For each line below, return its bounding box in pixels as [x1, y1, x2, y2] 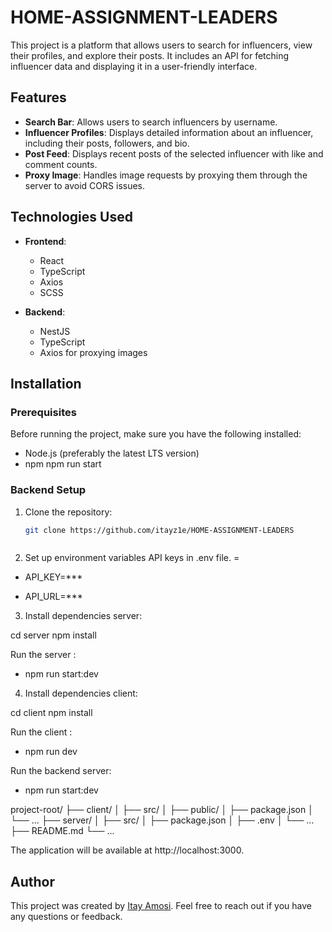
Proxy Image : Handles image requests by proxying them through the [24, 169, 308, 181]
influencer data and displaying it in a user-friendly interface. [10, 60, 258, 72]
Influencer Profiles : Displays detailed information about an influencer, [24, 126, 314, 138]
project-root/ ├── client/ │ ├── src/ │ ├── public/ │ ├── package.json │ [10, 804, 314, 816]
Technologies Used [10, 209, 133, 226]
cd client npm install [10, 707, 93, 719]
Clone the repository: [24, 506, 113, 518]
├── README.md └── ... [10, 825, 115, 837]
